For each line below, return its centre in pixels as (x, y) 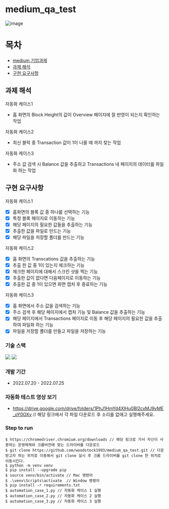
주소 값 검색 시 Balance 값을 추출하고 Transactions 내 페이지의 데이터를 (83, 164)
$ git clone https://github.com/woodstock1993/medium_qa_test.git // (80, 450)
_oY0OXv (22, 415)
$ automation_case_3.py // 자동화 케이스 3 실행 (53, 501)
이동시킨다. (15, 461)
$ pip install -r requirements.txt (43, 485)
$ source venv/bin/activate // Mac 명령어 (49, 475)
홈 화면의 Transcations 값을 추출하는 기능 (54, 259)
